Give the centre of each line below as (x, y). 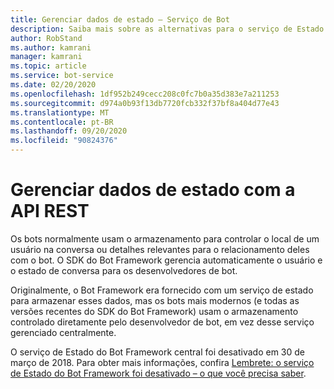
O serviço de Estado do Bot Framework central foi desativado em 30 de (158, 352)
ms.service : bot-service (62, 76)
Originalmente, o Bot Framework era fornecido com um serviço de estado (162, 290)
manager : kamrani (46, 57)
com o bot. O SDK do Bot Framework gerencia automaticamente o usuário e (166, 260)
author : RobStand (46, 38)
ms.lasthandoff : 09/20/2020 (69, 131)
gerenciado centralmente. (63, 332)
